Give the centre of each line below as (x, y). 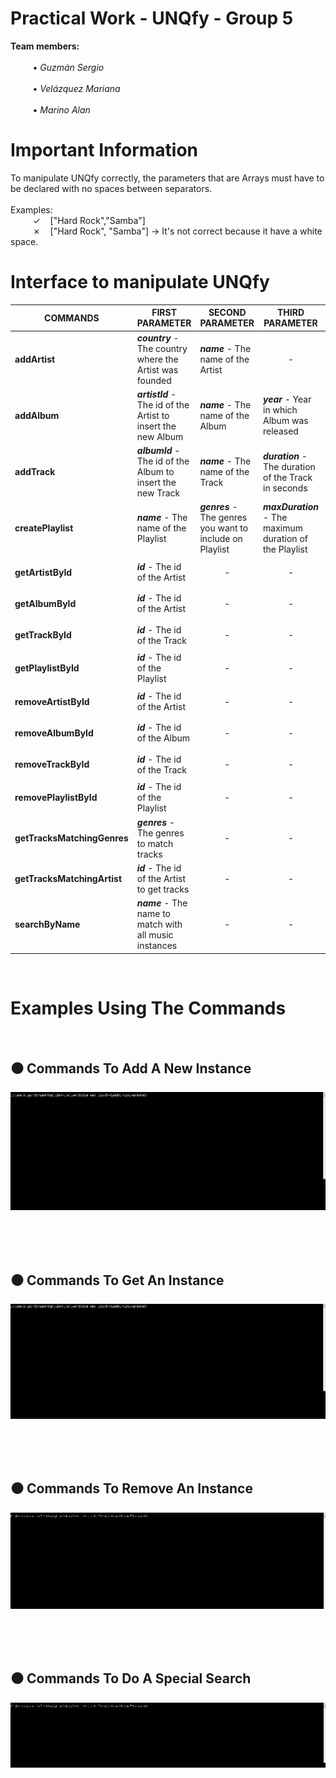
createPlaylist (44, 528)
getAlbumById (45, 603)
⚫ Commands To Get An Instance (117, 1280)
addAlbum (37, 415)
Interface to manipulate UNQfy (140, 282)
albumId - (158, 451)
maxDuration (291, 507)
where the (157, 359)
